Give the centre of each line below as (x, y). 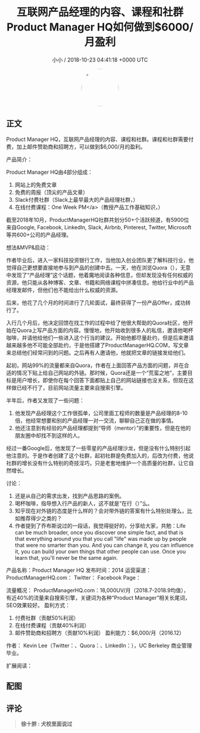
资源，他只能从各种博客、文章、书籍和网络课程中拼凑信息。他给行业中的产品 (100, 282)
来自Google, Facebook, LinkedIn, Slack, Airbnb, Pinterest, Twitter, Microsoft (99, 227)
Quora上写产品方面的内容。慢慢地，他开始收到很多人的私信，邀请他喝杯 (105, 330)
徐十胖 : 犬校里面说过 (46, 723)
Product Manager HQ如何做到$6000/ (100, 27)
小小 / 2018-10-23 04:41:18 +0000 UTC (100, 60)
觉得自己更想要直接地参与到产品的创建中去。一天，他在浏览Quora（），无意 (99, 267)
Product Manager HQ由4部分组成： (50, 172)
